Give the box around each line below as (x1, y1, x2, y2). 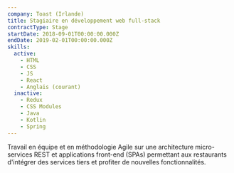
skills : (7, 43, 31, 51)
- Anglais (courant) (20, 83, 81, 90)
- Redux (20, 97, 43, 104)
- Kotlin (20, 116, 46, 123)
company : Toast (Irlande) (7, 10, 84, 18)
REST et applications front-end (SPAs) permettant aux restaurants (33, 150, 228, 159)
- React (20, 76, 43, 84)
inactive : (14, 90, 43, 97)
